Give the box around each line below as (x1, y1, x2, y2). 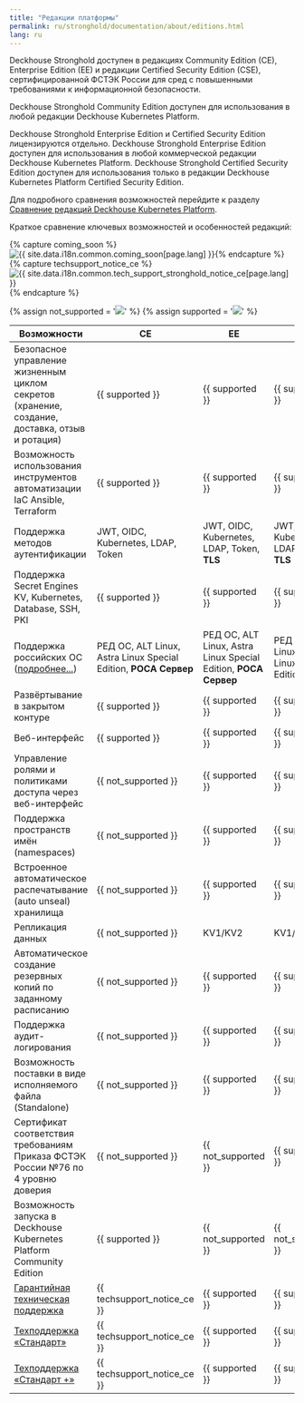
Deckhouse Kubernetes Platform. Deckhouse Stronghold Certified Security (9, 158, 289, 169)
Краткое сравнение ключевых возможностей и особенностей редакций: (9, 221, 292, 232)
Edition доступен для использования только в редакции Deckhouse (9, 167, 270, 178)
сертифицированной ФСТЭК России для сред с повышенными (9, 74, 253, 85)
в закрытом (14, 700, 65, 713)
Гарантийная (14, 1281, 71, 1294)
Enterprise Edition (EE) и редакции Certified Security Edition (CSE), (9, 64, 261, 75)
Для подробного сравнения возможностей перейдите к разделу (9, 194, 261, 205)
